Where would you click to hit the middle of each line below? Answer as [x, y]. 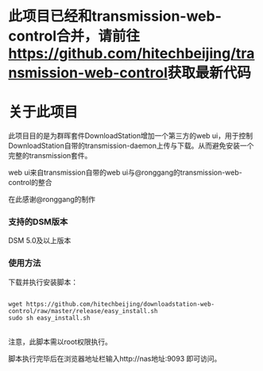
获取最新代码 [209, 73]
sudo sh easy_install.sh [49, 318]
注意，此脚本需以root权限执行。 [60, 342]
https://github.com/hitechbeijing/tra [131, 54]
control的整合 [31, 183]
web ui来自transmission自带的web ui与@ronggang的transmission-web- [125, 172]
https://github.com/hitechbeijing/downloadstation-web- [120, 304]
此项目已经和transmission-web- [115, 16]
